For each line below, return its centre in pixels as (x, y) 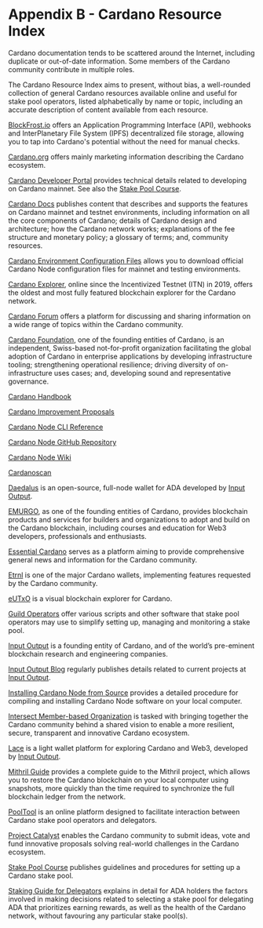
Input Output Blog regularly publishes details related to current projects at (127, 669)
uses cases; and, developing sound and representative (142, 373)
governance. (29, 381)
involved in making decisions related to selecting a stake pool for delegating (131, 899)
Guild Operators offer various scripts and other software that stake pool (124, 613)
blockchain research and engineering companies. (88, 653)
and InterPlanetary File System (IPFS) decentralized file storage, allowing (126, 133)
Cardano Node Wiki (40, 457)
